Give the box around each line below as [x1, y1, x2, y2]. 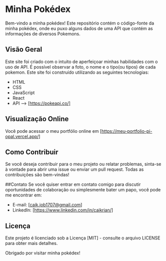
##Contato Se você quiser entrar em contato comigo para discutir [5, 181, 141, 187]
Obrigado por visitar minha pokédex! [5, 250, 80, 256]
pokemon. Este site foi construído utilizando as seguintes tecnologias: [5, 69, 149, 75]
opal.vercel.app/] [5, 133, 40, 139]
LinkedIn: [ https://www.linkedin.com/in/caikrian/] [12, 207, 113, 213]
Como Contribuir [5, 148, 58, 156]
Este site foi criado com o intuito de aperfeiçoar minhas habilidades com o [5, 59, 158, 65]
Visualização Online [5, 115, 69, 123]
